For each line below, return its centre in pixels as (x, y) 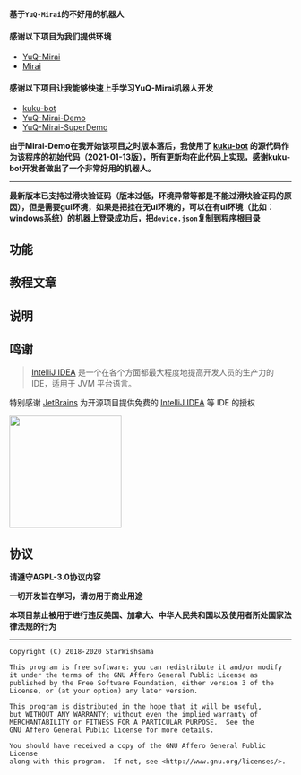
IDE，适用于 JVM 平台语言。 (84, 384)
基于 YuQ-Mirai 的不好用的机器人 (67, 14)
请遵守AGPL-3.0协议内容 (55, 577)
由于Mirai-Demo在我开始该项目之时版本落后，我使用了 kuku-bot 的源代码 (146, 146)
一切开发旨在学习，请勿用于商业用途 (76, 596)
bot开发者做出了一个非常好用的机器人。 (82, 169)
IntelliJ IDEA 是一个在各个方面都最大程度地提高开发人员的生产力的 (153, 372)
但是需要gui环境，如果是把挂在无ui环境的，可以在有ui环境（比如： (151, 207)
